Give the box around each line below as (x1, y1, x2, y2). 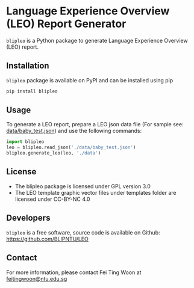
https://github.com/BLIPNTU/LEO (6, 235, 89, 242)
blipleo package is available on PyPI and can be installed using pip (6, 76, 174, 84)
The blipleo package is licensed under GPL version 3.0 (14, 182, 151, 190)
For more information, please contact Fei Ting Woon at (6, 269, 142, 276)
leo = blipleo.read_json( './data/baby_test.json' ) (6, 144, 136, 151)
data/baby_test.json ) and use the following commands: (6, 127, 142, 135)
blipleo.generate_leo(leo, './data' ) (6, 150, 101, 156)
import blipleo (6, 139, 45, 145)
